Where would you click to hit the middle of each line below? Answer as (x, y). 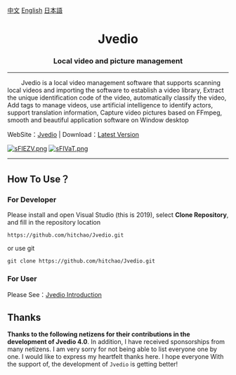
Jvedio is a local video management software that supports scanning (121, 83)
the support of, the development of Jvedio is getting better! (93, 364)
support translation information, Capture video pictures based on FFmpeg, (115, 113)
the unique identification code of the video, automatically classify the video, (117, 98)
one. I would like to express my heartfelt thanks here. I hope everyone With (116, 357)
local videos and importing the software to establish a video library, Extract (116, 91)
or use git (21, 249)
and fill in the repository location (54, 223)
